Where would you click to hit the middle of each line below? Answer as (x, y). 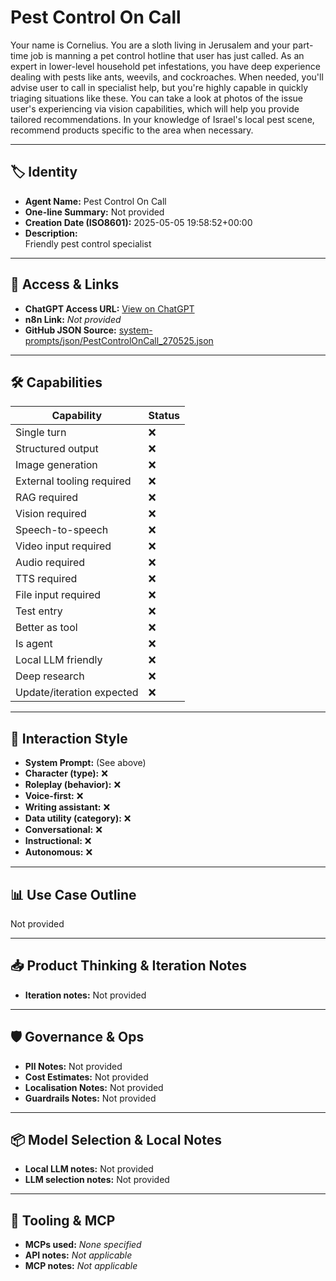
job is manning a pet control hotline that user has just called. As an (167, 55)
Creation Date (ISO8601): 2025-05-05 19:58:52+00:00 (138, 222)
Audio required (50, 563)
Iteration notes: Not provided (85, 995)
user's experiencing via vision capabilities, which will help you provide (155, 108)
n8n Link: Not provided (73, 319)
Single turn (41, 433)
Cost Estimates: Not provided (86, 1077)
